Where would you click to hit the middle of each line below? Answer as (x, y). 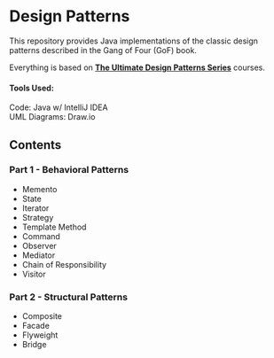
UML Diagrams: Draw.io (52, 117)
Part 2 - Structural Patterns (69, 297)
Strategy (38, 217)
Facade (36, 326)
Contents (35, 145)
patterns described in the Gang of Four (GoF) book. (103, 50)
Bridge (34, 345)
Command (41, 236)
